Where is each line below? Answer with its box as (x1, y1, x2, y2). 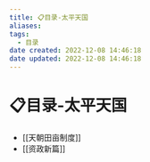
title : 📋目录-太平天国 (9, 12, 89, 22)
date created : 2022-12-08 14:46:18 (9, 46, 142, 55)
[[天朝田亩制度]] (21, 132, 82, 142)
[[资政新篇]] (21, 143, 66, 154)
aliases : (9, 21, 42, 30)
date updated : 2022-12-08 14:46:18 (9, 54, 142, 63)
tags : (9, 29, 29, 38)
